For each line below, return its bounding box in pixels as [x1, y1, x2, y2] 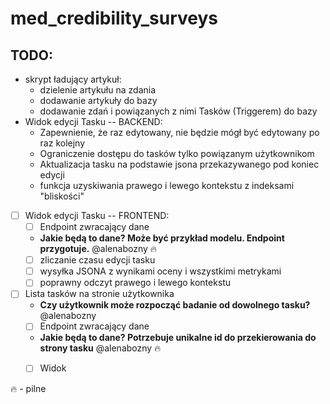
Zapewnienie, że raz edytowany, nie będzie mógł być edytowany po [39, 127, 320, 138]
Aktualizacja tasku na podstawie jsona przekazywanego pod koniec [39, 158, 320, 170]
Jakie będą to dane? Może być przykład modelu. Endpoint [39, 232, 285, 244]
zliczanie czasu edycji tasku [39, 254, 156, 266]
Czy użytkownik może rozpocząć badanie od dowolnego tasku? [39, 299, 311, 311]
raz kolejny [39, 137, 86, 149]
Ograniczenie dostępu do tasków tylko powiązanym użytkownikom [39, 148, 315, 159]
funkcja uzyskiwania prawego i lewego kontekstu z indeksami [39, 180, 295, 191]
